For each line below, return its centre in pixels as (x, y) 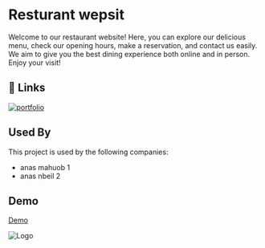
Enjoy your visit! (35, 63)
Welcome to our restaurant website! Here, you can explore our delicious (127, 37)
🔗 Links (27, 88)
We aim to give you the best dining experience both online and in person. (129, 54)
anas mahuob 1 (45, 167)
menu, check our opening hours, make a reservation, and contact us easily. (133, 45)
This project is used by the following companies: (88, 152)
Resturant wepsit (66, 15)
